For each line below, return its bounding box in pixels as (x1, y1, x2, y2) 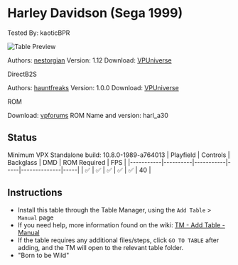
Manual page (17, 213, 55, 222)
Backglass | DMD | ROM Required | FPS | (7, 158, 126, 166)
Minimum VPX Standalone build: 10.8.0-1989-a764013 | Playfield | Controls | (7, 151, 230, 159)
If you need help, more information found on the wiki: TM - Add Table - (17, 220, 225, 229)
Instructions (7, 187, 63, 199)
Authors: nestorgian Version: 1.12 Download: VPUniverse (7, 55, 172, 65)
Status (7, 131, 38, 144)
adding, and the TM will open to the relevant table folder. (17, 243, 184, 252)
